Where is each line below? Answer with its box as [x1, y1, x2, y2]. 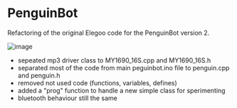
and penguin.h [17, 71, 60, 80]
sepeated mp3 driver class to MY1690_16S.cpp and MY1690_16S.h [17, 55, 211, 65]
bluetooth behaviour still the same [17, 94, 117, 102]
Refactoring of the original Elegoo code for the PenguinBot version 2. [7, 28, 210, 37]
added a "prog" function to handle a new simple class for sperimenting [17, 86, 226, 94]
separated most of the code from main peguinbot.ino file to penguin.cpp [17, 63, 230, 72]
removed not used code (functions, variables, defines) [17, 78, 178, 87]
